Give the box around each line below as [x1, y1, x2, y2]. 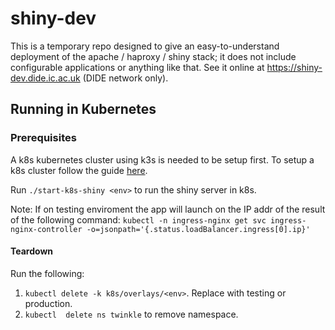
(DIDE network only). [82, 72, 169, 84]
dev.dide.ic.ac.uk [10, 72, 81, 84]
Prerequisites [10, 131, 77, 145]
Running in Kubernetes [10, 101, 157, 118]
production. [24, 297, 73, 309]
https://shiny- [266, 61, 323, 73]
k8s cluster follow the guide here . [10, 164, 148, 176]
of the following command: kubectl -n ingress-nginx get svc [10, 213, 267, 226]
